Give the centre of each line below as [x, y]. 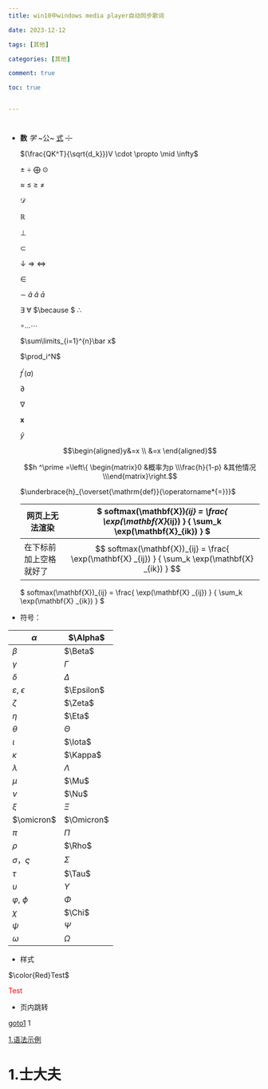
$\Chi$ [77, 913]
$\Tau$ [77, 873]
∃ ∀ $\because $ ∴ [51, 310]
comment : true [32, 73]
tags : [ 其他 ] [29, 45]
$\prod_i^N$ [40, 357]
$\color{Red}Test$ [39, 975]
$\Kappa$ [83, 754]
